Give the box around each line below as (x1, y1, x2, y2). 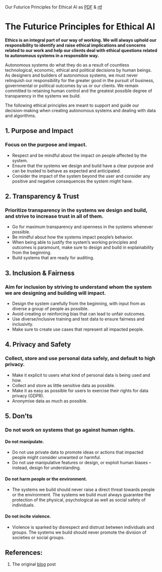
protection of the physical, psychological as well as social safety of (12, 497, 146, 503)
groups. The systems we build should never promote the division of (12, 529, 147, 535)
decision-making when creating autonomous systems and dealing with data (5, 107, 156, 113)
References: (5, 549, 43, 556)
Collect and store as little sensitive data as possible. (12, 382, 116, 388)
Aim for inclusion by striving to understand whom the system (5, 284, 152, 290)
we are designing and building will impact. (5, 289, 106, 296)
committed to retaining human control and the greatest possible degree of (5, 87, 152, 94)
